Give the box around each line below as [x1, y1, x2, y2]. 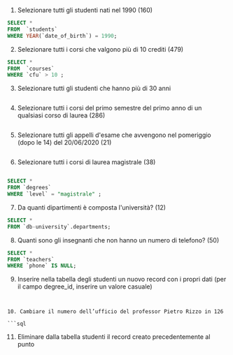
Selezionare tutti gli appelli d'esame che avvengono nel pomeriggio [17, 131, 211, 139]
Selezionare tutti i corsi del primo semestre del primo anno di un [17, 104, 202, 113]
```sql [7, 321, 27, 328]
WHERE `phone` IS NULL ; [7, 262, 77, 270]
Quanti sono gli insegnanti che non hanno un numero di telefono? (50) [17, 236, 220, 244]
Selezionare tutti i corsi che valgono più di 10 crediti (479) [17, 45, 184, 53]
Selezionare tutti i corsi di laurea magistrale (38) [17, 158, 156, 166]
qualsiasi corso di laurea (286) [17, 111, 106, 119]
